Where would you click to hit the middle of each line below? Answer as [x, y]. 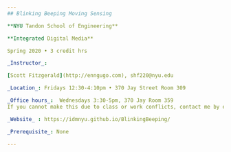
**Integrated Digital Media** [51, 39]
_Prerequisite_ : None [38, 131]
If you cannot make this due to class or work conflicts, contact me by [113, 107]
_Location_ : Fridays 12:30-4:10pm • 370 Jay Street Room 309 [97, 88]
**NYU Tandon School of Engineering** [63, 26]
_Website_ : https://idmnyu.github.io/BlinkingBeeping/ [89, 119]
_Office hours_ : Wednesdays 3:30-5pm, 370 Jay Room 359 [90, 100]
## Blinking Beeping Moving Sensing [59, 13]
